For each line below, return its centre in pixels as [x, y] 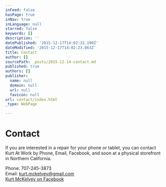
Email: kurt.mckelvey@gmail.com [40, 174]
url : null [20, 90]
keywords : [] [19, 33]
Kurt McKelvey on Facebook [35, 179]
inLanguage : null [24, 24]
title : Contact [21, 52]
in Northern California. [28, 159]
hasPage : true [20, 15]
